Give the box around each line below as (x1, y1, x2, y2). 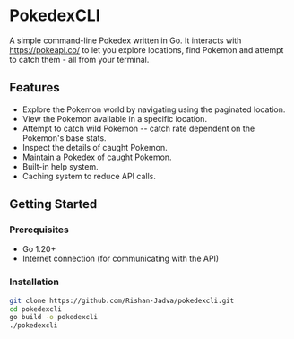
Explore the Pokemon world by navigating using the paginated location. (22, 104, 286, 115)
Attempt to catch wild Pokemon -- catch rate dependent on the (22, 123, 255, 134)
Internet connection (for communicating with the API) (22, 253, 220, 265)
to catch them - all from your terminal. (9, 54, 150, 65)
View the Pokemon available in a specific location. (22, 113, 208, 124)
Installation (9, 275, 60, 288)
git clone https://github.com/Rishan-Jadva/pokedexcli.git (9, 296, 235, 305)
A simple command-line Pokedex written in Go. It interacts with (9, 35, 242, 46)
